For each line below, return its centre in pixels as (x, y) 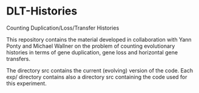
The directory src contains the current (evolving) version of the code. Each (99, 70)
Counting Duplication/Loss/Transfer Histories (63, 28)
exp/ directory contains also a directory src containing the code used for (97, 77)
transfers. (18, 59)
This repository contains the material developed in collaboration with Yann (99, 39)
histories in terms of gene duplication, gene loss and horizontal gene (92, 52)
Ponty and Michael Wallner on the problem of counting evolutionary (91, 46)
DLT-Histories (42, 11)
